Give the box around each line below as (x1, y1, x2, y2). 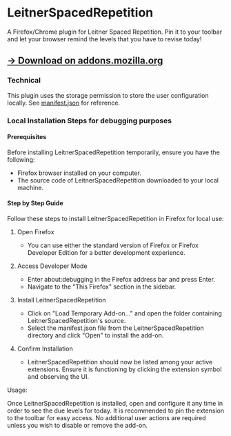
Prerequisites (7, 133, 47, 141)
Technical (7, 76, 41, 85)
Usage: (7, 386, 28, 394)
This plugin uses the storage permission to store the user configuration (7, 91, 209, 99)
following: (7, 155, 35, 163)
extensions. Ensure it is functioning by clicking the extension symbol (27, 365, 222, 373)
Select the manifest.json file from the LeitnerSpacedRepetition (27, 324, 205, 332)
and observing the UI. (27, 372, 90, 380)
